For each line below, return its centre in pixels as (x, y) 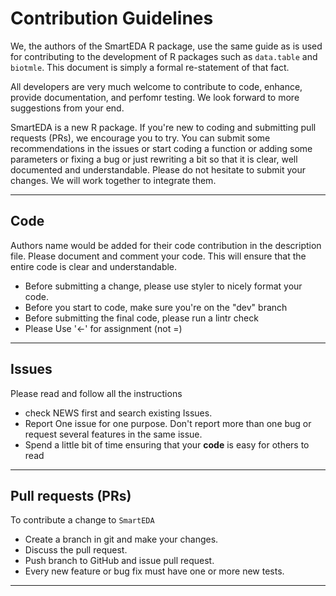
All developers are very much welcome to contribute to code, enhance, (156, 86)
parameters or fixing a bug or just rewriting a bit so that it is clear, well (154, 159)
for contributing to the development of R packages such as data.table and (164, 56)
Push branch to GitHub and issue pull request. (119, 561)
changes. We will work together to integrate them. (113, 180)
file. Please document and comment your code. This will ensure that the (158, 256)
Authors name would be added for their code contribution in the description (166, 245)
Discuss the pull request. (76, 550)
